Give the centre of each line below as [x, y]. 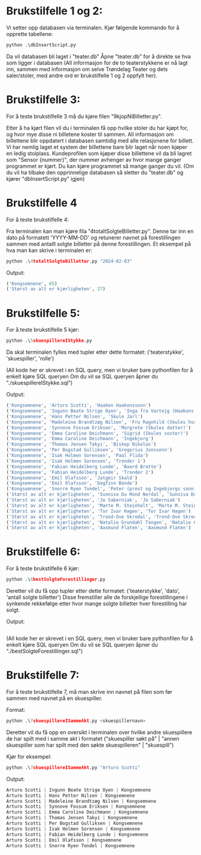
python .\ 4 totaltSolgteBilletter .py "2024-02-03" [69, 261]
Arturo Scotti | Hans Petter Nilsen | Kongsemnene [71, 795]
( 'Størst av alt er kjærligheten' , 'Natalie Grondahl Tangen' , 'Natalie [99, 522]
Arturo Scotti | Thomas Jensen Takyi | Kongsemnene [72, 818]
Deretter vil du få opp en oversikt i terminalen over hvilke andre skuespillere [99, 732]
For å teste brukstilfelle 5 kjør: [43, 330]
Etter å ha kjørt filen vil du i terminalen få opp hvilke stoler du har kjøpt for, [97, 128]
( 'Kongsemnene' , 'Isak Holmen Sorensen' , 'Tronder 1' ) [76, 461]
